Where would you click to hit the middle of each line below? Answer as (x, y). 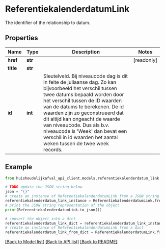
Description (86, 51)
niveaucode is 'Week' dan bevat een (85, 131)
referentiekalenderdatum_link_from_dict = (49, 232)
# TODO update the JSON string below (44, 187)
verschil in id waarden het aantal (81, 137)
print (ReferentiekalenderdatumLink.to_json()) (54, 210)
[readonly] (145, 60)
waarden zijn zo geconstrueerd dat (84, 113)
